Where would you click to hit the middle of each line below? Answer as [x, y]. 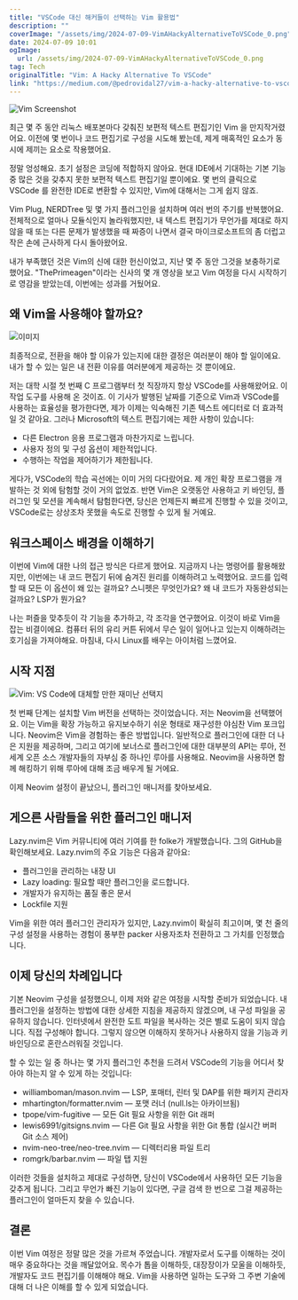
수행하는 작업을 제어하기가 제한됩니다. [87, 460]
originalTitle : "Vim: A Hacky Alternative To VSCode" [111, 75]
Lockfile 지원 [45, 904]
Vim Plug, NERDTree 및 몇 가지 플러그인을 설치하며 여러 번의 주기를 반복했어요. [147, 209]
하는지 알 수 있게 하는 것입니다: [78, 1073]
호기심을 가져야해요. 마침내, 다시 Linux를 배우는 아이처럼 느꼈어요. [123, 641]
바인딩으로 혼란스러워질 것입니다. [67, 1043]
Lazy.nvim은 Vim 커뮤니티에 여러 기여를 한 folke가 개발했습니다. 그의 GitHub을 [146, 840]
